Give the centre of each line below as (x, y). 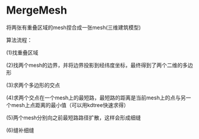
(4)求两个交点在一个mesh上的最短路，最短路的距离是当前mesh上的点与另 (96, 98)
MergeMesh (37, 10)
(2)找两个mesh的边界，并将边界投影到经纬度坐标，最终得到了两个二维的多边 (99, 65)
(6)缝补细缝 (20, 130)
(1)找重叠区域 (22, 52)
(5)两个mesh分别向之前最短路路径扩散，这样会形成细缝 (74, 117)
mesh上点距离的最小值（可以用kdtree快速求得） (70, 105)
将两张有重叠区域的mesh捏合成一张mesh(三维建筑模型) (74, 27)
